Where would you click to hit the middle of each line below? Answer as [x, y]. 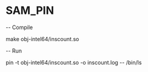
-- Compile [19, 27]
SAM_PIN [30, 11]
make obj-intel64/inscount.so [42, 39]
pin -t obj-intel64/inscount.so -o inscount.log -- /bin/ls [74, 62]
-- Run [14, 51]
